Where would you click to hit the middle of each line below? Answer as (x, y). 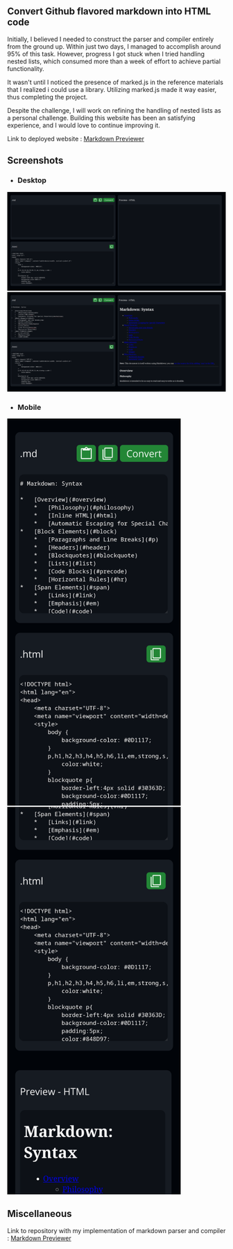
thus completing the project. (48, 97)
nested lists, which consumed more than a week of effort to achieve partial (114, 61)
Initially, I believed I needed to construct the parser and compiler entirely (111, 39)
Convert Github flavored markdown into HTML (109, 11)
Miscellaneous (40, 1214)
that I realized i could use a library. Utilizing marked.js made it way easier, (112, 89)
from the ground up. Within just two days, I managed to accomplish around (114, 46)
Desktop (32, 180)
